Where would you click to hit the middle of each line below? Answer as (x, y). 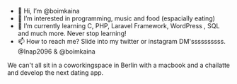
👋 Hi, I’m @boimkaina (48, 11)
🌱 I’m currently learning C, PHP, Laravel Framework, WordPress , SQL (118, 26)
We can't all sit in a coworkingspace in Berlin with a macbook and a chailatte (119, 65)
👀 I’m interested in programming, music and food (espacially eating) (116, 18)
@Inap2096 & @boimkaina (56, 52)
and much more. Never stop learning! (72, 33)
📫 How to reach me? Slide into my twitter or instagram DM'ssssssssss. (122, 41)
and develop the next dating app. (56, 73)
